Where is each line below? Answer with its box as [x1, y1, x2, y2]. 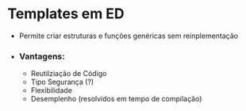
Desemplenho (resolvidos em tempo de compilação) [30, 94, 202, 104]
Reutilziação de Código [30, 69, 107, 78]
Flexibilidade [30, 86, 73, 95]
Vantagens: [18, 51, 65, 62]
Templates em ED [7, 5, 125, 23]
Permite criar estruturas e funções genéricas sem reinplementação [18, 31, 239, 40]
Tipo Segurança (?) [30, 77, 94, 87]
